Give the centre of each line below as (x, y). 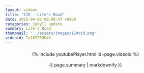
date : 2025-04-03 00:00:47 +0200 (41, 19)
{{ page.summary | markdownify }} (85, 65)
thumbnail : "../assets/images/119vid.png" (51, 33)
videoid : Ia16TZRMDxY (28, 38)
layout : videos (21, 10)
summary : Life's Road (28, 29)
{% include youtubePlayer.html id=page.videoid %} (85, 54)
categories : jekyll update (34, 24)
